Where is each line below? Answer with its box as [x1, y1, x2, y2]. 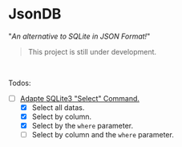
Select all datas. [31, 103, 85, 112]
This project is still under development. [27, 47, 157, 56]
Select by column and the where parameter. [31, 130, 174, 140]
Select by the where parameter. [31, 121, 134, 131]
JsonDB [8, 5, 62, 23]
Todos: [8, 78, 31, 88]
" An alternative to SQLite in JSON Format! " [8, 31, 151, 41]
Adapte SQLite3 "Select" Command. [19, 93, 140, 103]
